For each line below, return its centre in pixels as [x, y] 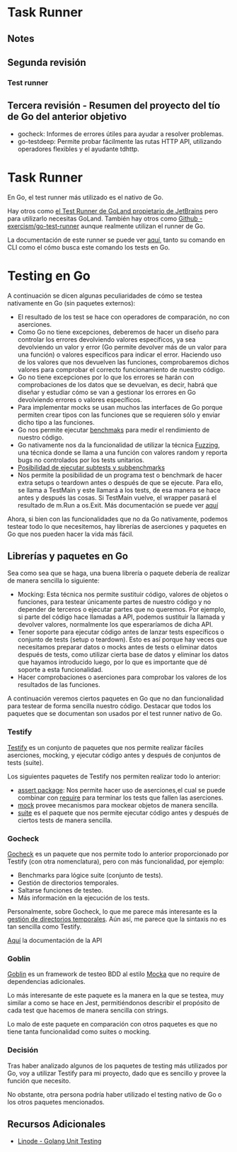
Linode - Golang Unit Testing [59, 1141]
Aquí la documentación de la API [55, 940]
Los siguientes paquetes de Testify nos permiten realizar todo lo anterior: [114, 776]
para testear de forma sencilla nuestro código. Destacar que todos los [109, 706]
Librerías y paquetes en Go [68, 556]
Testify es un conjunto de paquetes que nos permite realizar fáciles [105, 747]
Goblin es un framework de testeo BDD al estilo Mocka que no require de [114, 974]
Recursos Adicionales [57, 1124]
